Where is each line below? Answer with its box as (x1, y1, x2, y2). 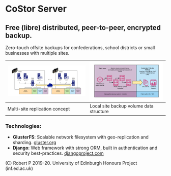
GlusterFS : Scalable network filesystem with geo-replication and (12, 134, 149, 140)
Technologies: (5, 122, 42, 129)
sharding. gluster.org (12, 139, 56, 146)
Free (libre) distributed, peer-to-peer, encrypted (5, 23, 161, 32)
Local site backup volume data (90, 103, 154, 109)
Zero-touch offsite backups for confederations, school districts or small (5, 45, 155, 51)
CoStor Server (5, 3, 67, 15)
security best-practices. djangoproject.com (12, 150, 104, 156)
